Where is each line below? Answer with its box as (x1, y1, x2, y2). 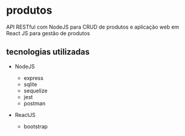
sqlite (23, 81, 37, 88)
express (23, 74, 43, 81)
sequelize (23, 87, 48, 94)
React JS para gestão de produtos (6, 29, 90, 36)
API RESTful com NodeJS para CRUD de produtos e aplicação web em (6, 23, 180, 30)
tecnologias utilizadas (6, 47, 90, 57)
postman (23, 100, 46, 107)
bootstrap (23, 123, 48, 130)
